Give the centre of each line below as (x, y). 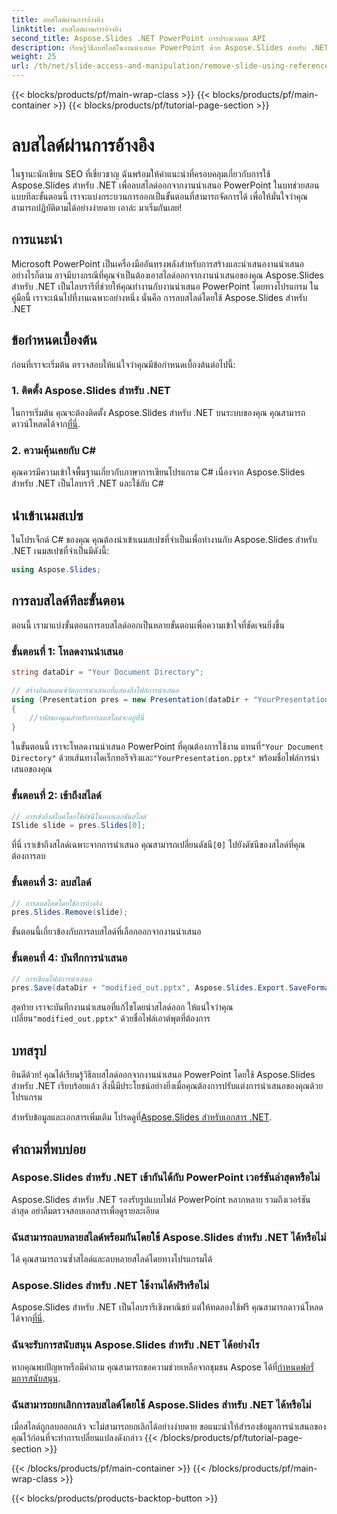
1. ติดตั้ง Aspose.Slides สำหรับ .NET (91, 391)
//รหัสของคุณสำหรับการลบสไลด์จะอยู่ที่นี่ (86, 718)
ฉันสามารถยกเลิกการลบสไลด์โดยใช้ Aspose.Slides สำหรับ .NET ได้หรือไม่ (161, 1404)
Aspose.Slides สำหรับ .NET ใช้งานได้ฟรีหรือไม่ (110, 1286)
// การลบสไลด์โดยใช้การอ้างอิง (57, 903)
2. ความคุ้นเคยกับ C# (54, 450)
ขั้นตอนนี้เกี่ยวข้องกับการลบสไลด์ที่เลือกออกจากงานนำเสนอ (106, 932)
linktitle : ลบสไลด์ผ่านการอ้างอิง (66, 29)
